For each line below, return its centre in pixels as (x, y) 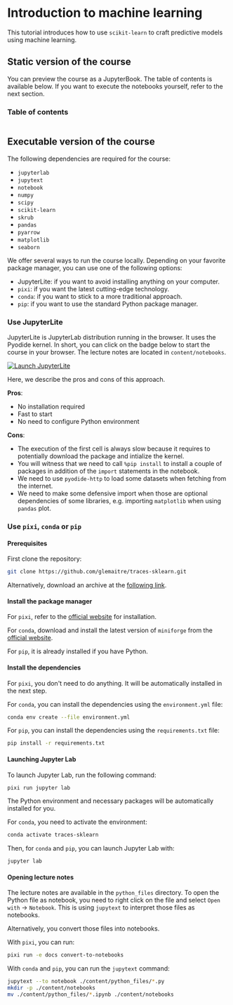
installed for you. (32, 808)
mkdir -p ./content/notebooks (52, 988)
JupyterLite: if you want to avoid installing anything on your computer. (118, 281)
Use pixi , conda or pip (45, 526)
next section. (26, 93)
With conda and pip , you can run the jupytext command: (88, 969)
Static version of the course (69, 62)
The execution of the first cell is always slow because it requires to (114, 449)
